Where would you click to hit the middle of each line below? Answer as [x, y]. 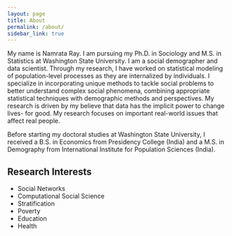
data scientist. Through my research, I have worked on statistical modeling [115, 68]
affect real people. [34, 121]
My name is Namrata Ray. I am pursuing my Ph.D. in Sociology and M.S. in [114, 54]
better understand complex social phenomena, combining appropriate [109, 91]
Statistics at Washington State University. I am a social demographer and [112, 61]
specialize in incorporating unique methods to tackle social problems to [111, 83]
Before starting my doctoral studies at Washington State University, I [106, 135]
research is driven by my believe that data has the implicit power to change [116, 106]
